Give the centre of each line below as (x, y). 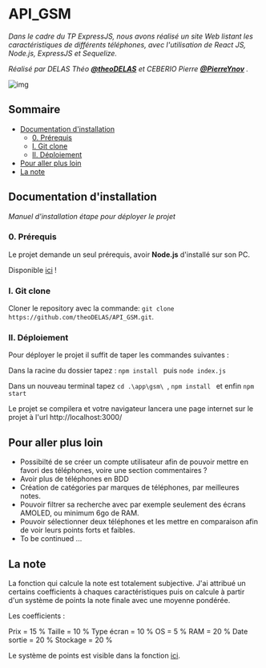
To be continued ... (51, 539)
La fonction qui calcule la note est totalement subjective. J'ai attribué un (127, 584)
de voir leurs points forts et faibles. (77, 530)
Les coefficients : (37, 616)
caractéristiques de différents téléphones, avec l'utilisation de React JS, (127, 44)
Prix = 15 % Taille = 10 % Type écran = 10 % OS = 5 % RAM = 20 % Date (128, 632)
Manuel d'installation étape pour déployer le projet (92, 216)
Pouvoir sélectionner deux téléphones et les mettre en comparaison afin (139, 522)
